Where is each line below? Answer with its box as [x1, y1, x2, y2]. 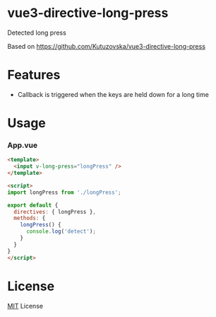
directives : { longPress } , [13, 208, 97, 215]
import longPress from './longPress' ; [7, 189, 121, 196]
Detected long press [7, 28, 67, 37]
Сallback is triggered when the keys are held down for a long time [17, 90, 210, 98]
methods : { [13, 214, 46, 222]
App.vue [7, 140, 38, 150]
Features [7, 67, 61, 83]
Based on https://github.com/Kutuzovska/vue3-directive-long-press [7, 42, 206, 50]
